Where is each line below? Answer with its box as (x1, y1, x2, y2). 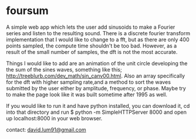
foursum (6, 4, 49, 18)
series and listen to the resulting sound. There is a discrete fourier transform (6, 29, 191, 36)
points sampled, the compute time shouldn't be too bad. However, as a (6, 42, 177, 49)
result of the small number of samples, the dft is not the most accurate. (6, 48, 178, 55)
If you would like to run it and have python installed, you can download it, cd (6, 102, 190, 109)
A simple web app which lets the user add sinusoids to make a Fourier (6, 23, 175, 30)
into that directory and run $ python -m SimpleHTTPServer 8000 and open (6, 109, 187, 116)
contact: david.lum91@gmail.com (6, 126, 86, 133)
